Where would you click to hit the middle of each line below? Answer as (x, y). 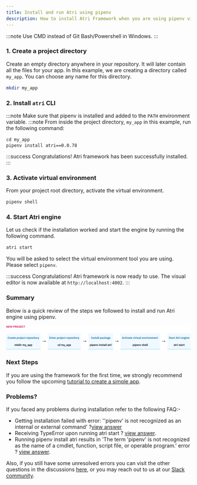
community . (21, 476)
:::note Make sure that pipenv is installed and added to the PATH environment (98, 116)
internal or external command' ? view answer (68, 427)
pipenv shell (22, 202)
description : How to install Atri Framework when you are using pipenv (95, 18)
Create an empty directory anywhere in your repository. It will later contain (96, 64)
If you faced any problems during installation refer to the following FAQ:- (93, 409)
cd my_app (18, 140)
